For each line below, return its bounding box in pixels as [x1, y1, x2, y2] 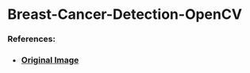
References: [7, 34, 56, 45]
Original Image [21, 55, 79, 66]
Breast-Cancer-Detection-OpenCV [7, 5, 243, 24]
